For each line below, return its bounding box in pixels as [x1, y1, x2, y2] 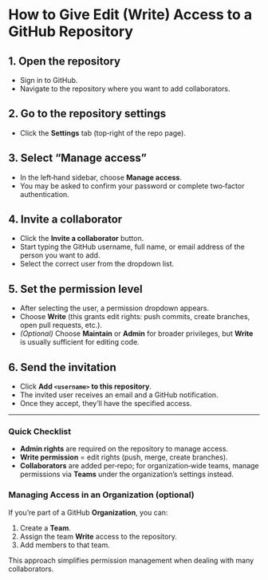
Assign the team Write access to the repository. [19, 531, 178, 541]
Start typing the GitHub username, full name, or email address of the [19, 242, 245, 252]
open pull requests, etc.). [19, 321, 102, 330]
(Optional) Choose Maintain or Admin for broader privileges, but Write [19, 329, 254, 338]
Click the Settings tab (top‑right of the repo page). [19, 128, 186, 137]
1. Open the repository [8, 54, 121, 68]
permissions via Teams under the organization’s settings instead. [19, 469, 234, 479]
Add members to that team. [19, 540, 110, 550]
